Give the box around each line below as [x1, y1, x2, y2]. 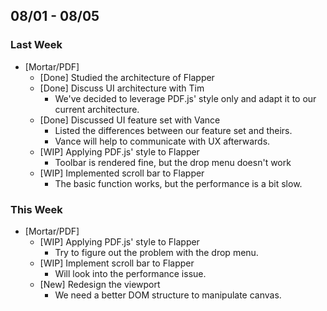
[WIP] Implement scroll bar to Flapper [39, 257, 195, 269]
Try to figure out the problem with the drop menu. [54, 246, 259, 258]
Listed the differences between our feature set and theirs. [54, 124, 293, 136]
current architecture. [54, 103, 140, 115]
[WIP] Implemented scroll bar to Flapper [39, 167, 205, 179]
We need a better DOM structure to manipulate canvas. [54, 289, 282, 301]
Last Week [10, 38, 63, 52]
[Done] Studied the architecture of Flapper [39, 71, 215, 83]
